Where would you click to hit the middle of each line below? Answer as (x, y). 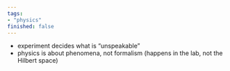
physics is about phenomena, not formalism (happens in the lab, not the (120, 53)
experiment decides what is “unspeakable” (79, 46)
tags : (15, 13)
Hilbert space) (38, 61)
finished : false (31, 26)
